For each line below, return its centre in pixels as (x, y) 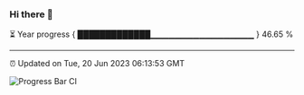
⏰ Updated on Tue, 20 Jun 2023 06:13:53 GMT (97, 64)
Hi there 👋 (32, 14)
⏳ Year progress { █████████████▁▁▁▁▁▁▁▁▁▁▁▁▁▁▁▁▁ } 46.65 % (152, 34)
